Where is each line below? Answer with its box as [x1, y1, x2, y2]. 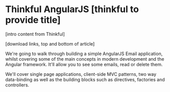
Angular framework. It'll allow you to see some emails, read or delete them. [5, 61, 163, 67]
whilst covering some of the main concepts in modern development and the [5, 56, 164, 62]
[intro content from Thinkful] [5, 31, 65, 37]
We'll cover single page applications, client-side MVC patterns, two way [5, 71, 157, 77]
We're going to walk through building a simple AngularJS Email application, [5, 51, 163, 57]
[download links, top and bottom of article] [5, 40, 95, 47]
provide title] [5, 14, 61, 26]
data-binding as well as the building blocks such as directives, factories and [5, 76, 165, 82]
